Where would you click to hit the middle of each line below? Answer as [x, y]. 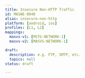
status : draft [19, 64]
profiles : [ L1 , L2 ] [25, 28]
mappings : [15, 32]
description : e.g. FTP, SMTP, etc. [45, 55]
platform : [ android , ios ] [31, 23]
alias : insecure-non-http [31, 19]
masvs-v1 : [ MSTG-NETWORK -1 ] [38, 37]
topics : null [22, 59]
